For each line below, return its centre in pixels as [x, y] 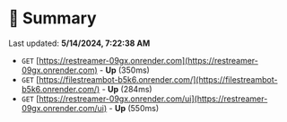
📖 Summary [52, 18]
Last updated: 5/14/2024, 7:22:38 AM [79, 43]
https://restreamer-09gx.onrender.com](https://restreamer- [149, 60]
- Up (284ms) [127, 89]
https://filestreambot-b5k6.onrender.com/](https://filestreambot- [158, 79]
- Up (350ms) [124, 70]
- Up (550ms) [134, 108]
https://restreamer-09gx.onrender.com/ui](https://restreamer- [153, 99]
